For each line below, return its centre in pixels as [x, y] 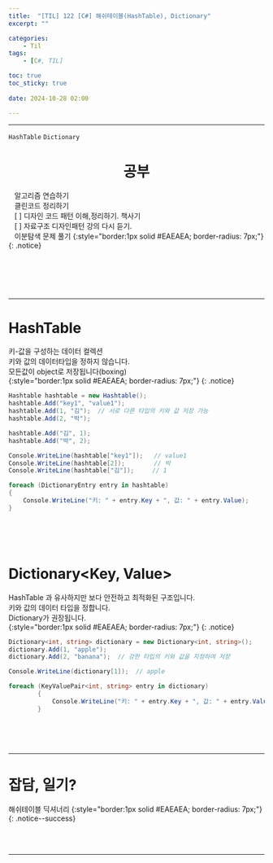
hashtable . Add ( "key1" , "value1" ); [67, 404]
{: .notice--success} [42, 818]
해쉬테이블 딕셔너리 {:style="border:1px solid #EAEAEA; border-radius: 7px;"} [135, 809]
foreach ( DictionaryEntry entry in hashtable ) [89, 485]
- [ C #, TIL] [43, 61]
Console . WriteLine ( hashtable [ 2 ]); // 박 [89, 463]
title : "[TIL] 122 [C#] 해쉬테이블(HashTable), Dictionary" [110, 16]
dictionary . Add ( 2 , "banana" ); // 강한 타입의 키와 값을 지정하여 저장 [119, 657]
